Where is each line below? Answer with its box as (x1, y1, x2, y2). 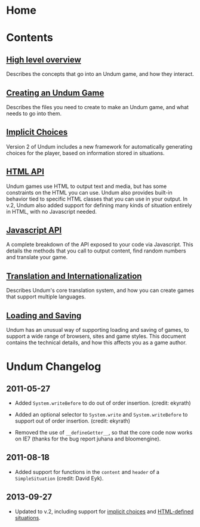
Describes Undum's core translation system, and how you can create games (6, 287, 194, 294)
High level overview (6, 54, 82, 64)
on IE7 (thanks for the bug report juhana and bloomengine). (14, 435, 161, 442)
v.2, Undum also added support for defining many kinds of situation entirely (6, 201, 192, 209)
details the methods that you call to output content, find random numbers (6, 247, 186, 254)
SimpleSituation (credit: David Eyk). (14, 474, 104, 482)
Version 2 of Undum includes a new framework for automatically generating (6, 143, 193, 150)
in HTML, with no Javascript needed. (6, 208, 97, 215)
